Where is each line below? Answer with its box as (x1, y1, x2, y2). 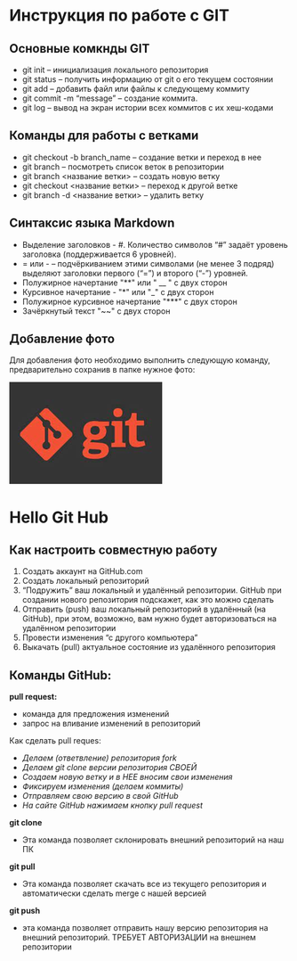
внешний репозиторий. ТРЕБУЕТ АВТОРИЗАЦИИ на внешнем (21, 932, 256, 943)
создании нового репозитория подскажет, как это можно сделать (21, 595, 274, 605)
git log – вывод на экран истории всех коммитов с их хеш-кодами (21, 103, 274, 112)
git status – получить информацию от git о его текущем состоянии (21, 74, 274, 85)
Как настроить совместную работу (9, 543, 218, 558)
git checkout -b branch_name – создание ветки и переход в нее (21, 152, 262, 162)
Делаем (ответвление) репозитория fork (21, 752, 178, 763)
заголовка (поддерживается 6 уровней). (21, 249, 177, 259)
